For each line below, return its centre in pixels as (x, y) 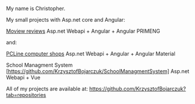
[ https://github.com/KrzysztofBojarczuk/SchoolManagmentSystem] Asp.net (98, 71)
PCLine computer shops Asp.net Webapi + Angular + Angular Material (91, 54)
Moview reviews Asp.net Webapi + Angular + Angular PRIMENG (83, 31)
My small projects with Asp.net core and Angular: (65, 20)
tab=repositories (26, 95)
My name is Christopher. (36, 8)
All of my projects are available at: (47, 89)
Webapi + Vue (23, 77)
